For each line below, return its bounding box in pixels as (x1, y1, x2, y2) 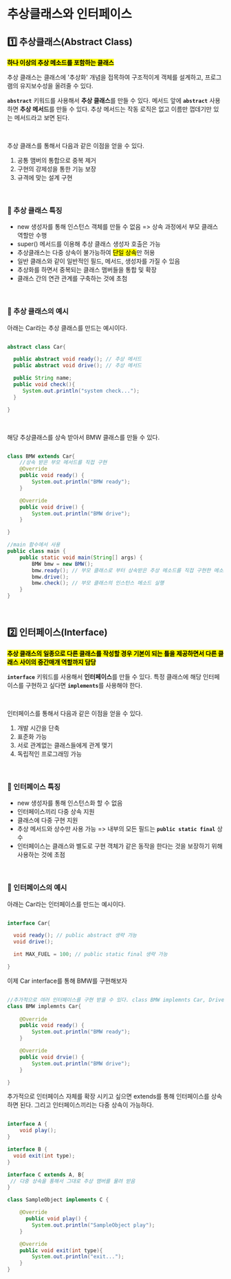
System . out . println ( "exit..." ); (32, 1254, 125, 1260)
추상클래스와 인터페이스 (7, 6, 132, 22)
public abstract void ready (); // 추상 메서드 (13, 356, 142, 362)
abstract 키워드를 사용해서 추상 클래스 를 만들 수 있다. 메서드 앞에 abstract (7, 96, 208, 104)
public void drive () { (19, 504, 85, 511)
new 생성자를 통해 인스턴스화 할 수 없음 (16, 799, 123, 807)
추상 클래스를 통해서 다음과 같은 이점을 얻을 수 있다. (7, 142, 144, 150)
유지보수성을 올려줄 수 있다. (19, 82, 94, 90)
